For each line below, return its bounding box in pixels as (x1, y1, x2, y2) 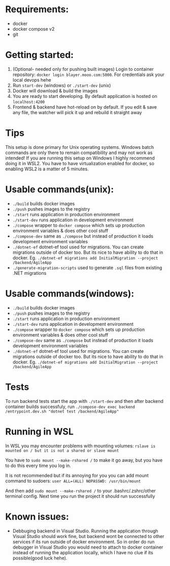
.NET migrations (12, 270, 47, 276)
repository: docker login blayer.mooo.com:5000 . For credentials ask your (12, 71, 165, 78)
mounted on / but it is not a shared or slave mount (5, 448, 119, 453)
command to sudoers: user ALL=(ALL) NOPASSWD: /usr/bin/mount (5, 478, 141, 484)
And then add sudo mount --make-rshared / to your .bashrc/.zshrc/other (5, 487, 156, 494)
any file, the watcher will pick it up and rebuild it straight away (12, 109, 142, 115)
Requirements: (5, 4, 69, 15)
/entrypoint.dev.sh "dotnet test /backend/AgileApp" (5, 409, 119, 414)
